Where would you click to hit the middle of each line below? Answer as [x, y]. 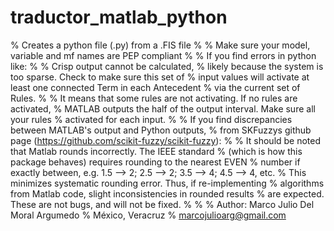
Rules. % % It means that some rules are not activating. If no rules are [154, 98]
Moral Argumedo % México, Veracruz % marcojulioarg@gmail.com [148, 215]
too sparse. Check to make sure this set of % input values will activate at [160, 77]
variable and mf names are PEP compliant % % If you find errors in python [163, 55]
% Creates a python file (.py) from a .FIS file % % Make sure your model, [160, 45]
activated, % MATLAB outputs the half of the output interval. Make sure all [163, 108]
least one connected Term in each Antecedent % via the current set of [155, 87]
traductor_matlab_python [119, 17]
